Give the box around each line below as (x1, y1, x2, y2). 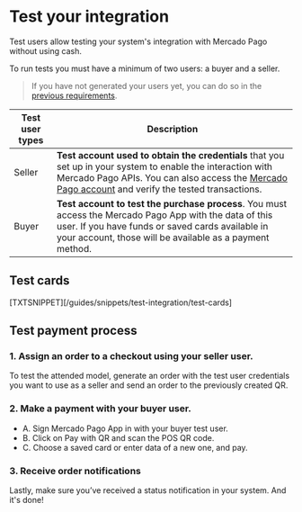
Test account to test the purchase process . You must (57, 197, 288, 210)
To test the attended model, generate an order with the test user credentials (9, 371, 290, 382)
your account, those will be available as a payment (57, 231, 270, 244)
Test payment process (9, 323, 138, 338)
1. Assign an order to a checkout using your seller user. (9, 350, 253, 363)
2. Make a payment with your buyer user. (9, 402, 191, 415)
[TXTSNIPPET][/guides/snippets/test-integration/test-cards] (9, 297, 232, 308)
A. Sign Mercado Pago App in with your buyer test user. (22, 423, 229, 434)
